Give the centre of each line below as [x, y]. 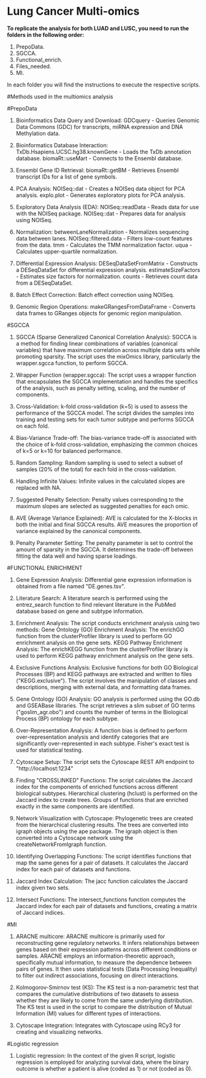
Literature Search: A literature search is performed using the [92, 598]
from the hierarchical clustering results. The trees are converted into [102, 825]
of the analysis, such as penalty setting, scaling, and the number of [101, 388]
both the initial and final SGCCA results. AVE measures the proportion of [107, 524]
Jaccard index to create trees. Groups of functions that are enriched [102, 799]
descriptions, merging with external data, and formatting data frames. [104, 687]
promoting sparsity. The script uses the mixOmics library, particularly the [108, 356]
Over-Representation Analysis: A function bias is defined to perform [101, 730]
